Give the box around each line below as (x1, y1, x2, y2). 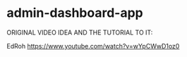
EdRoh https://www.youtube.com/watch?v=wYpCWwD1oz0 (6, 42, 180, 50)
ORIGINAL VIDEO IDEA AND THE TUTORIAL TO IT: (6, 28, 153, 37)
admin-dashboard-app (6, 5, 143, 21)
